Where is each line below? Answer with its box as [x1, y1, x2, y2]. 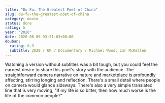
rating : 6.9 [9, 43, 34, 48]
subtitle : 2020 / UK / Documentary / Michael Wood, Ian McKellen [9, 48, 147, 53]
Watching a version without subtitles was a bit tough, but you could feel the [5, 62, 158, 67]
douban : [5, 39, 21, 44]
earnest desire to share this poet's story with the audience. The [5, 66, 134, 72]
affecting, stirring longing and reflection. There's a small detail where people [5, 77, 160, 83]
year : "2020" [5, 30, 32, 35]
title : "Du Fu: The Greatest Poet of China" [5, 7, 98, 12]
